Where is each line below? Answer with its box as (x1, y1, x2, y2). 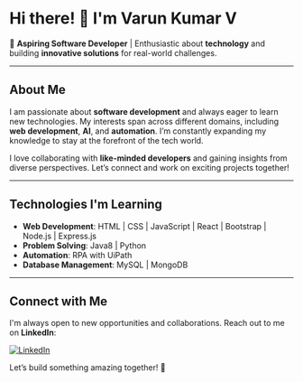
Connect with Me (9, 293, 108, 309)
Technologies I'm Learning (9, 197, 162, 212)
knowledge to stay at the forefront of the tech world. (9, 135, 205, 145)
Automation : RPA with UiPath (22, 249, 133, 260)
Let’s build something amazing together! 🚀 (9, 362, 166, 373)
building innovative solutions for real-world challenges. (9, 47, 217, 58)
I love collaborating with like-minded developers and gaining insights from (9, 153, 288, 163)
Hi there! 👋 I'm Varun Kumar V (9, 8, 237, 29)
